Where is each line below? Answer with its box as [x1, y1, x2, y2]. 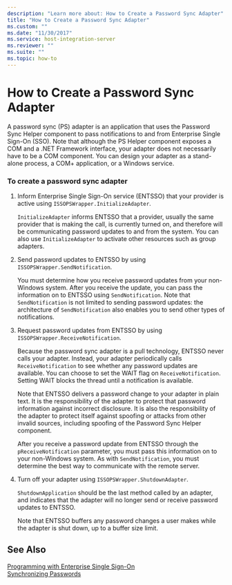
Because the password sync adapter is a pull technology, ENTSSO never [17, 347, 224, 355]
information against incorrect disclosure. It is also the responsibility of [17, 404, 216, 412]
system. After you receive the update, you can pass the [45, 283, 203, 291]
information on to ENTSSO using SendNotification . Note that [17, 291, 191, 299]
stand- [192, 151, 212, 160]
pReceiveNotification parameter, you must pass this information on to [17, 447, 217, 455]
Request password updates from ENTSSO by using [17, 326, 162, 334]
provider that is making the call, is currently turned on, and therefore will [17, 220, 223, 228]
